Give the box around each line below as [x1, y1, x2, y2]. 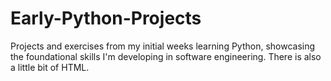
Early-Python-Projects [10, 7, 202, 30]
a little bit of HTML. [10, 61, 90, 73]
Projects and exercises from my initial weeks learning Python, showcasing [10, 40, 316, 52]
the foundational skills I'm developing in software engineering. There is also [10, 50, 322, 62]
